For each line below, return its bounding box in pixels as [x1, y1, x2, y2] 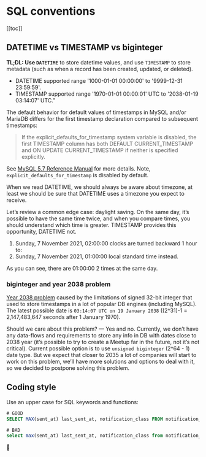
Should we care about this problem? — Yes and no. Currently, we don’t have [6, 325, 199, 332]
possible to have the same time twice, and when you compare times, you [6, 215, 191, 222]
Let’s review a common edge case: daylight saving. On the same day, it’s [6, 208, 189, 215]
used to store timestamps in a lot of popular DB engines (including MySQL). [6, 301, 197, 308]
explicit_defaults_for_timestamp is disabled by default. [6, 171, 149, 179]
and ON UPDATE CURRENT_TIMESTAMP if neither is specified [21, 146, 178, 154]
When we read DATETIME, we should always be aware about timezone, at [6, 183, 193, 191]
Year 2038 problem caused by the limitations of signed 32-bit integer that [6, 294, 193, 301]
